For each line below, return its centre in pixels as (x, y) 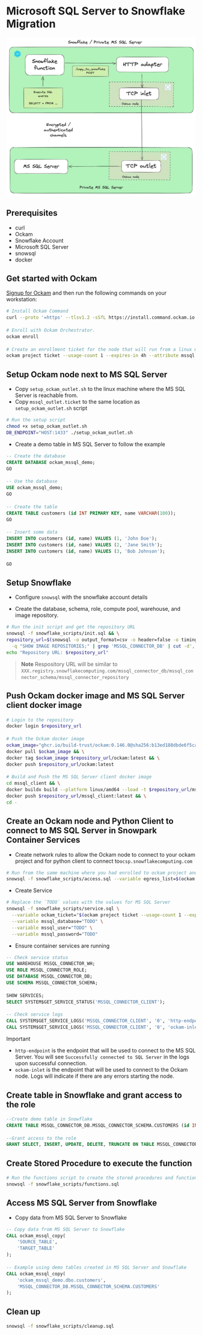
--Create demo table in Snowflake (50, 1119)
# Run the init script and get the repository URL (71, 627)
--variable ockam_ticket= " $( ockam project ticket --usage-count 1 (96, 915)
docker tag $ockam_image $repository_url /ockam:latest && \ (83, 758)
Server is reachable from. (46, 395)
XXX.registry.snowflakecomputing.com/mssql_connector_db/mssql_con (107, 671)
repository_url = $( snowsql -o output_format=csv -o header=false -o (93, 640)
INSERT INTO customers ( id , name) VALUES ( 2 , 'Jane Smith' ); (84, 545)
